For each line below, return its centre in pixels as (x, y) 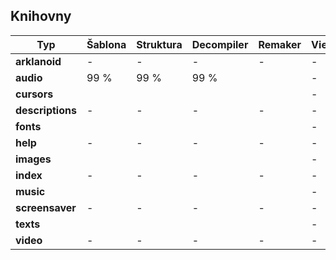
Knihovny (41, 16)
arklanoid (38, 61)
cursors (34, 94)
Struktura (159, 44)
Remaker (280, 44)
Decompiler (220, 44)
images (33, 159)
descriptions (46, 110)
